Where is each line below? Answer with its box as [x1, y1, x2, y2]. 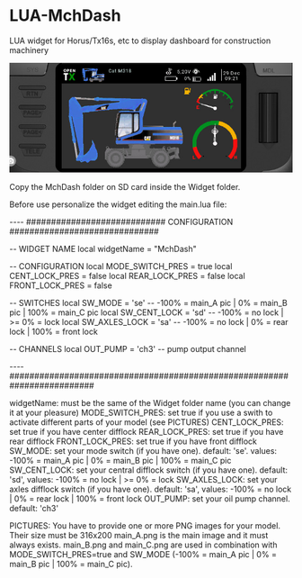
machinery [9, 44, 49, 55]
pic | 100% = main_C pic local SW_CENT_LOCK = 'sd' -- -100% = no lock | [9, 307, 284, 318]
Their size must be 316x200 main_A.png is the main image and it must [9, 529, 269, 540]
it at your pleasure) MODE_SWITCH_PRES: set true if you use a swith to [9, 407, 273, 418]
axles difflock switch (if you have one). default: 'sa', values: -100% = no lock [9, 483, 292, 494]
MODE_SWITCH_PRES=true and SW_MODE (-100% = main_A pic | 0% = [9, 548, 277, 559]
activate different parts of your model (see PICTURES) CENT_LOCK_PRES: [9, 416, 285, 428]
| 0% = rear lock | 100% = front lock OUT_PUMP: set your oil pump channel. [9, 492, 290, 504]
